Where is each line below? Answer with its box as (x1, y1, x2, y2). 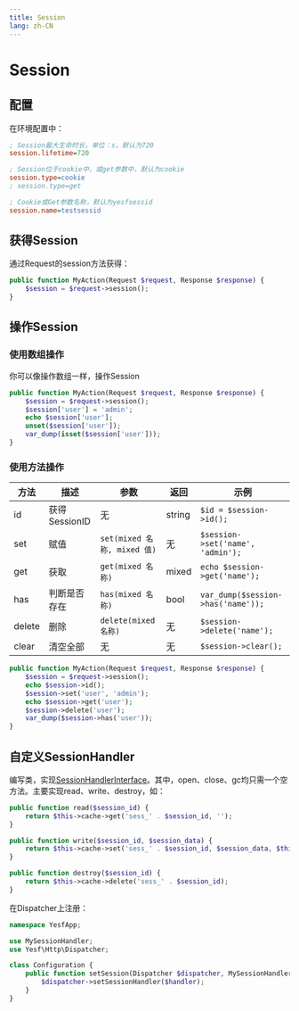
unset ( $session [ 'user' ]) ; (25, 421, 122, 431)
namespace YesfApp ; (9, 920, 82, 929)
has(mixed (100, 590, 142, 600)
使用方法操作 (9, 460, 65, 473)
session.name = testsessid (9, 206, 101, 215)
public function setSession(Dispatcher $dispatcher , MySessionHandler (25, 969, 293, 978)
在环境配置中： (9, 122, 64, 134)
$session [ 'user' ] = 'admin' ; (25, 405, 133, 414)
